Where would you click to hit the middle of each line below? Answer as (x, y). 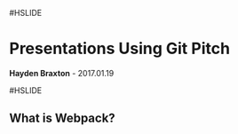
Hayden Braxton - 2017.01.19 (62, 73)
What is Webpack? (62, 118)
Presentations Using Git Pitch (120, 49)
